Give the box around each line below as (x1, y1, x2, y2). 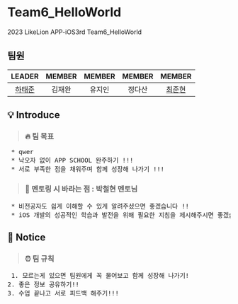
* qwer (11, 148, 34, 156)
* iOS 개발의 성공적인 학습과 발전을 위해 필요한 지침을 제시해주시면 (11, 211, 214, 219)
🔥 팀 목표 (24, 131, 55, 141)
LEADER (11, 71, 39, 81)
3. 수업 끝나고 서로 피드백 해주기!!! (7, 289, 119, 298)
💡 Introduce (7, 109, 60, 121)
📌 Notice (7, 231, 46, 244)
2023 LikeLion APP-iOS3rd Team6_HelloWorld (7, 28, 142, 36)
